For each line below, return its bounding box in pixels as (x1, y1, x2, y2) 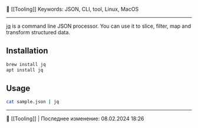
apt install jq (6, 67, 44, 73)
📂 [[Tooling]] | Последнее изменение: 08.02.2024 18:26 (6, 115, 144, 122)
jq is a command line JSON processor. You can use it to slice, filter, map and (6, 22, 192, 29)
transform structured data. (6, 29, 71, 35)
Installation (6, 46, 48, 56)
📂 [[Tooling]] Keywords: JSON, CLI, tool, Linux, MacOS (6, 6, 139, 12)
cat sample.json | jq (6, 99, 60, 105)
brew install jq (6, 61, 46, 67)
